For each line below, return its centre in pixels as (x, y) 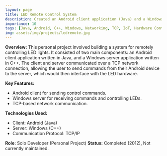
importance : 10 (21, 24)
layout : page (19, 10)
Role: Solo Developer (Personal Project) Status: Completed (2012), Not (78, 143)
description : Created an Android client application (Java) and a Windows (84, 19)
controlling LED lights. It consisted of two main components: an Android (79, 52)
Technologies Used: (26, 113)
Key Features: (20, 83)
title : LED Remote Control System (41, 14)
